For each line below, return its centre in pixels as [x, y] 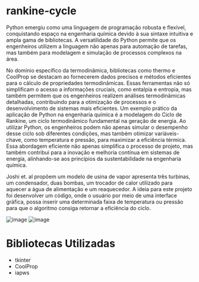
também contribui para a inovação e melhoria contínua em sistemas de [93, 152]
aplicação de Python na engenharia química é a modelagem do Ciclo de [94, 115]
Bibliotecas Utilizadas [61, 244]
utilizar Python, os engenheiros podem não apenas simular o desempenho [97, 127]
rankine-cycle [41, 11]
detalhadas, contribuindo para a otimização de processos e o [81, 102]
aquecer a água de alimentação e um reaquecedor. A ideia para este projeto [99, 189]
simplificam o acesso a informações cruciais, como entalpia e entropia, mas [99, 89]
